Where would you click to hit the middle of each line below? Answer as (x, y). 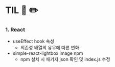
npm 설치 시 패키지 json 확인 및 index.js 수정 (65, 59)
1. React (15, 30)
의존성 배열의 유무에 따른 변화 (50, 48)
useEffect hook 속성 (33, 41)
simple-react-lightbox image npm (48, 53)
